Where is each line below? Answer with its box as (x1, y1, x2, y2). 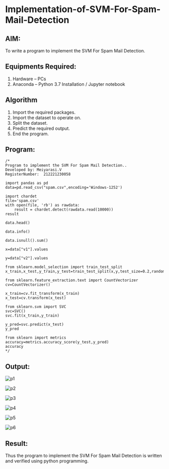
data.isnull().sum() (5, 238, 49, 243)
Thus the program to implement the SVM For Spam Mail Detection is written (5, 453, 162, 459)
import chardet (5, 194, 37, 199)
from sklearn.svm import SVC (5, 304, 66, 309)
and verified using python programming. (5, 458, 89, 464)
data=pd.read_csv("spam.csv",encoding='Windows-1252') (5, 185, 123, 190)
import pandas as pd (5, 181, 49, 186)
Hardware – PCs (12, 76, 46, 82)
